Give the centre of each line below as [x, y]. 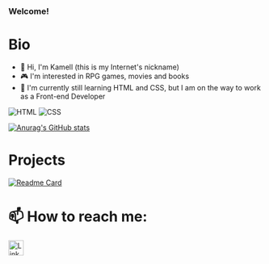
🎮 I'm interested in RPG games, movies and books [105, 76]
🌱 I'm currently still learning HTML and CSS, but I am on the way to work [140, 87]
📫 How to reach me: [78, 216]
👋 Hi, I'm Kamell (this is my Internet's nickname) [100, 67]
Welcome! [29, 11]
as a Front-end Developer [63, 96]
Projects [37, 160]
